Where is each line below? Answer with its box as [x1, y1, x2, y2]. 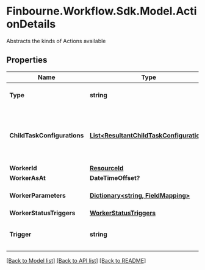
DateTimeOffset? [89, 173, 140, 182]
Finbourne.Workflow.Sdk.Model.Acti [6, 4, 197, 18]
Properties [6, 55, 48, 65]
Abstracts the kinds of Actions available [6, 37, 106, 44]
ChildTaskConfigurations [9, 131, 84, 139]
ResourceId [89, 164, 124, 172]
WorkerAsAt [9, 173, 46, 182]
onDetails [6, 17, 56, 31]
